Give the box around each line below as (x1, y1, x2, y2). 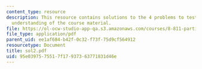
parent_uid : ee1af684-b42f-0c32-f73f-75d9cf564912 (6, 37, 136, 43)
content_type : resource (6, 8, 66, 15)
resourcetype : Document (6, 43, 66, 49)
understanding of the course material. (11, 20, 112, 26)
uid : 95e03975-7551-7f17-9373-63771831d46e (6, 53, 117, 59)
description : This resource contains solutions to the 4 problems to (6, 14, 185, 20)
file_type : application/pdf (6, 31, 77, 37)
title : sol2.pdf (6, 48, 47, 54)
